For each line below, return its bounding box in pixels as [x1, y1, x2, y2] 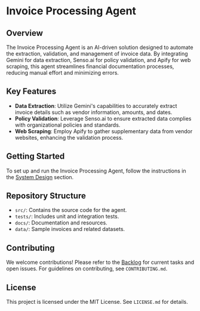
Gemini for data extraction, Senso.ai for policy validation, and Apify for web [6, 57, 191, 63]
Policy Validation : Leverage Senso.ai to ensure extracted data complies [14, 115, 192, 122]
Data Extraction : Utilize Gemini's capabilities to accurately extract [14, 102, 177, 109]
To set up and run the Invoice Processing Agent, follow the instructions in [6, 167, 186, 174]
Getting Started [6, 151, 65, 162]
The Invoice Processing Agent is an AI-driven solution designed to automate [6, 44, 193, 51]
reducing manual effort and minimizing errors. [6, 69, 119, 76]
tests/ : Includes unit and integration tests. [14, 213, 119, 220]
